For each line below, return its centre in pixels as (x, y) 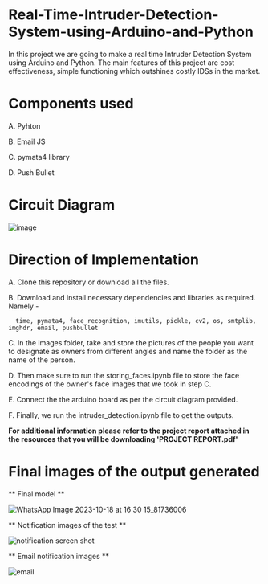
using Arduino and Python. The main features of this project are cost (122, 63)
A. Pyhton (24, 125)
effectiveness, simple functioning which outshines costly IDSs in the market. (134, 71)
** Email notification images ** (59, 556)
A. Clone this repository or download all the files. (89, 282)
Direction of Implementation (104, 259)
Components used (71, 104)
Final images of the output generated (134, 471)
